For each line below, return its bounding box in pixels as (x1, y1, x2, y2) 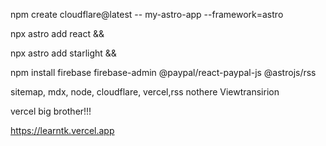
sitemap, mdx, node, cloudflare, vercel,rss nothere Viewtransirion (10, 86, 280, 98)
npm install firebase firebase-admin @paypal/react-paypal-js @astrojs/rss (10, 67, 317, 78)
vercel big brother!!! (10, 105, 92, 117)
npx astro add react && (10, 28, 105, 39)
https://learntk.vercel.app (10, 125, 115, 136)
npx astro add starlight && (10, 47, 117, 59)
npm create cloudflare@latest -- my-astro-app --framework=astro (10, 9, 284, 20)
